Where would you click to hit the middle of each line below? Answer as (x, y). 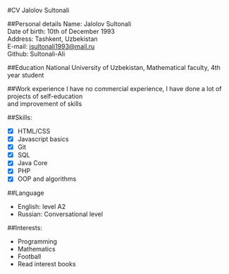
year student (26, 75)
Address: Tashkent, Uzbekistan (52, 39)
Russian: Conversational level (60, 214)
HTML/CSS (34, 131)
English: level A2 (42, 207)
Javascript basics (43, 139)
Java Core (32, 163)
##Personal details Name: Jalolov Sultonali (69, 24)
